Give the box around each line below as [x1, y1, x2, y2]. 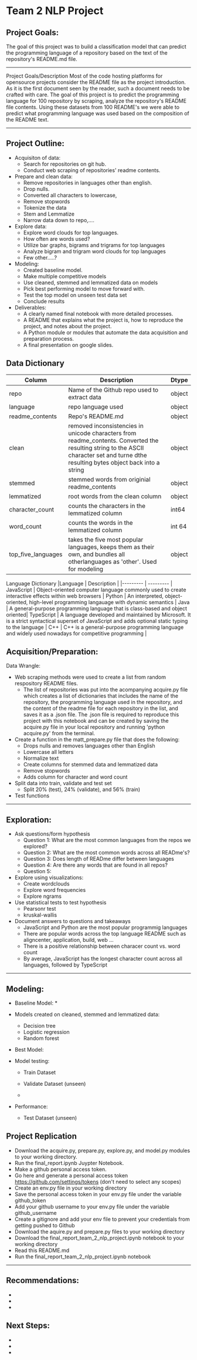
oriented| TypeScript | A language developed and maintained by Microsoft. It [6, 611, 191, 618]
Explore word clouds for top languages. [23, 229, 119, 236]
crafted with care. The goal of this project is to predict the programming [6, 91, 179, 98]
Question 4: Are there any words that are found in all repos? [23, 861, 168, 868]
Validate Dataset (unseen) [23, 1080, 86, 1088]
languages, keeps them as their [68, 543, 154, 551]
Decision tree [23, 1022, 56, 1029]
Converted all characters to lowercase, [23, 191, 117, 198]
